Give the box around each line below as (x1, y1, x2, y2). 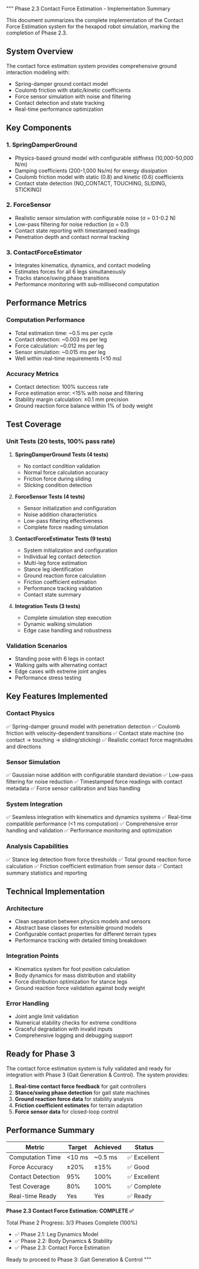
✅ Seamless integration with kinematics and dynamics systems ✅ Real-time (6, 814, 192, 821)
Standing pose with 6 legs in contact (14, 655, 105, 662)
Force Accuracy (9, 1162, 53, 1171)
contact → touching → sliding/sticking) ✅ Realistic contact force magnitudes (6, 736, 193, 743)
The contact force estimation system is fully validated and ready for (6, 1065, 172, 1072)
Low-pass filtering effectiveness (23, 517, 103, 524)
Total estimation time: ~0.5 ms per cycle (14, 329, 113, 336)
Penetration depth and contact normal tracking (14, 233, 129, 240)
